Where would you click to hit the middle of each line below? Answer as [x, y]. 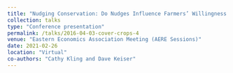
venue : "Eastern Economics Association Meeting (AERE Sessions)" [104, 40]
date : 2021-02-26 [33, 46]
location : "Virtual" [37, 53]
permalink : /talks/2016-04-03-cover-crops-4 [73, 33]
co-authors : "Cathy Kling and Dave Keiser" [72, 59]
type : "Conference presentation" [56, 26]
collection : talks [34, 20]
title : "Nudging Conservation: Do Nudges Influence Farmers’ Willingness [117, 14]
